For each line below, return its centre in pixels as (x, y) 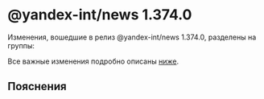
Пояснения (37, 87)
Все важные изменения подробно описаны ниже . (93, 61)
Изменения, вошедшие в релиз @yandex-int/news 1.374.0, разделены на (132, 37)
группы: (21, 45)
